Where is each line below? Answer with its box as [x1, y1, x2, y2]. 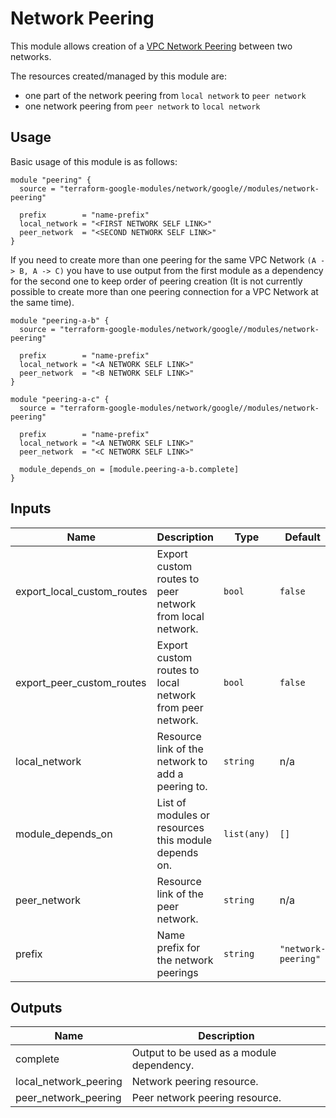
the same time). [10, 296, 75, 308]
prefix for [156, 940, 201, 954]
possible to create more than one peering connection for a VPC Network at [10, 285, 319, 297]
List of [156, 795, 187, 809]
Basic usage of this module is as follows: [10, 155, 178, 167]
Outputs [10, 999, 63, 1016]
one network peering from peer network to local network [24, 100, 261, 112]
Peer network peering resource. [131, 1091, 282, 1105]
